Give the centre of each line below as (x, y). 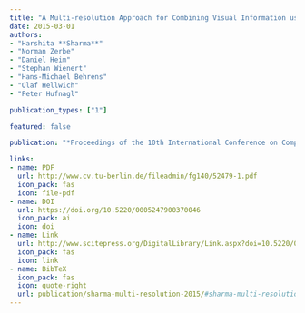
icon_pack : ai (44, 219)
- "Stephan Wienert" (49, 69)
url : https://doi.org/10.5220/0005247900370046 (109, 210)
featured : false (40, 127)
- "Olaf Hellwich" (44, 85)
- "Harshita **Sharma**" (56, 43)
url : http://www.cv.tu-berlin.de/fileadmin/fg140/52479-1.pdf (138, 176)
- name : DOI (32, 201)
